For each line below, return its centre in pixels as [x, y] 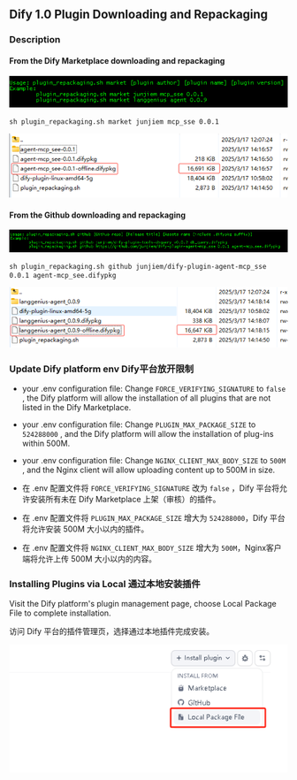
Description [35, 40]
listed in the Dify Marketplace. [76, 407]
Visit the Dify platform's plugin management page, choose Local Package [143, 604]
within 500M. [46, 443]
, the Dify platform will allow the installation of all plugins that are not [146, 398]
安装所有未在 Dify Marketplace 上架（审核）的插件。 [125, 499]
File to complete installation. [61, 613]
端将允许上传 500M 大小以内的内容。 [89, 559]
